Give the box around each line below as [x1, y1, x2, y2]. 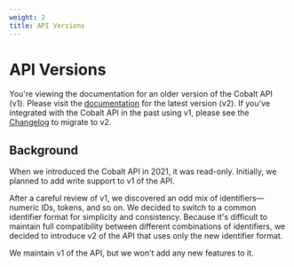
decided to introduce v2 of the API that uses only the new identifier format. [9, 231, 283, 241]
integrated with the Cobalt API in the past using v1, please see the [9, 107, 250, 118]
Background [9, 143, 78, 158]
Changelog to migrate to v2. [9, 117, 112, 128]
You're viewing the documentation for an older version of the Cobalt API [9, 89, 273, 99]
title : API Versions [9, 21, 86, 30]
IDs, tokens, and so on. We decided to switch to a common [41, 202, 257, 213]
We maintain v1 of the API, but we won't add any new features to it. [9, 247, 254, 258]
